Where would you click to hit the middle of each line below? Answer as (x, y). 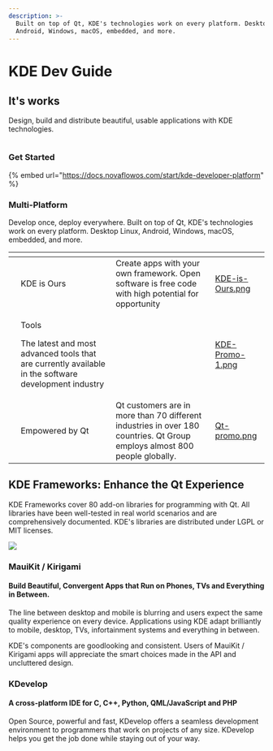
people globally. (146, 455)
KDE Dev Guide (61, 71)
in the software (49, 373)
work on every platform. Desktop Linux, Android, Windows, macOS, (121, 231)
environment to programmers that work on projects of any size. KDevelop (131, 730)
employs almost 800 (154, 446)
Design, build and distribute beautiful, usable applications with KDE (121, 121)
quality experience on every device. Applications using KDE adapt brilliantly (135, 621)
